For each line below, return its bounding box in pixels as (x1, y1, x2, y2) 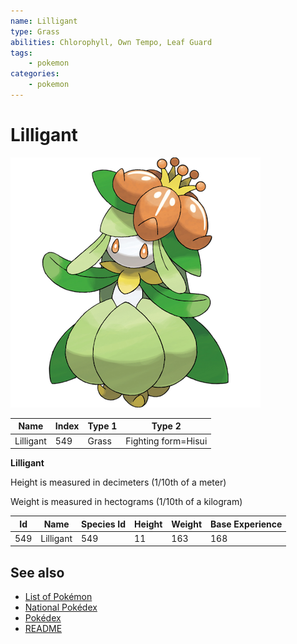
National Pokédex (24, 601, 98, 614)
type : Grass (10, 26, 60, 37)
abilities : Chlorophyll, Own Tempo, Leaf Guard (10, 37, 213, 47)
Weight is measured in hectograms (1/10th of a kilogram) (10, 496, 243, 508)
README (24, 623, 63, 635)
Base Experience (210, 518, 283, 530)
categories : (10, 69, 60, 79)
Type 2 (151, 420, 182, 432)
